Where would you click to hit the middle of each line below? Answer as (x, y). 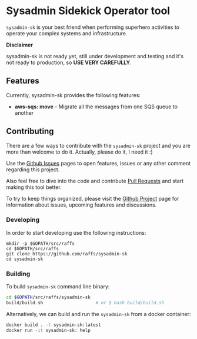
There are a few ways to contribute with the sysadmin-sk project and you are (98, 145)
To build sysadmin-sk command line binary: (58, 287)
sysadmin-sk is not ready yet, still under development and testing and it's (95, 56)
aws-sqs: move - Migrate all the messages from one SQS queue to (96, 107)
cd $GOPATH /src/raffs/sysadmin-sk (49, 298)
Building (18, 274)
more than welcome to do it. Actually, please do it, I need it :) (79, 152)
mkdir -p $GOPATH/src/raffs (41, 243)
